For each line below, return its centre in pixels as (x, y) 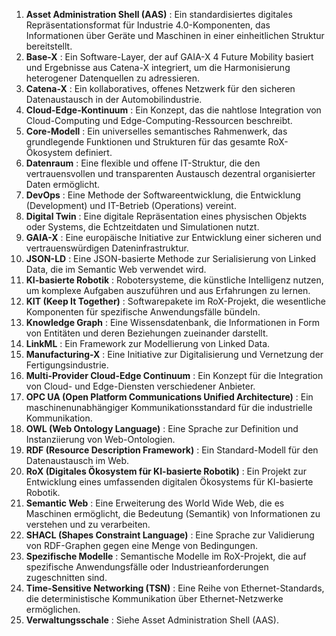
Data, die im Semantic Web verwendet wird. (116, 269)
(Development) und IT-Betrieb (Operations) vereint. (131, 205)
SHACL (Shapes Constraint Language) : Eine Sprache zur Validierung (170, 535)
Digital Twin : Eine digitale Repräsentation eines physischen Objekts (166, 216)
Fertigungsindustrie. (67, 365)
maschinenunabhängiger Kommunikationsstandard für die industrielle (169, 407)
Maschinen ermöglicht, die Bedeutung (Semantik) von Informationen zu (173, 513)
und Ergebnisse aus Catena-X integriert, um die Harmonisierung (158, 67)
